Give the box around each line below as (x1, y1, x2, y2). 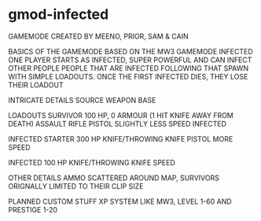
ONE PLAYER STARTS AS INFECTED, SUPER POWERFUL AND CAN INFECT (8, 55, 252, 64)
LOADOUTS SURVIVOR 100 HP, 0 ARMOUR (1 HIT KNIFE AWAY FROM (8, 110, 234, 120)
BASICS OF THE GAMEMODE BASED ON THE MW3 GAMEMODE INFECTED (8, 46, 253, 56)
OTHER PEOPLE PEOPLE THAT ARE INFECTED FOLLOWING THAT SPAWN (8, 63, 249, 72)
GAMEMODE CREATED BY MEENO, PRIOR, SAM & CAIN (8, 31, 189, 41)
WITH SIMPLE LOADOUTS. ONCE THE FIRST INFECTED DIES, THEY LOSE (8, 72, 248, 81)
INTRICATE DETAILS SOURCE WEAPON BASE (8, 95, 156, 105)
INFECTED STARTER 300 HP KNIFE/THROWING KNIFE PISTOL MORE (8, 134, 233, 143)
